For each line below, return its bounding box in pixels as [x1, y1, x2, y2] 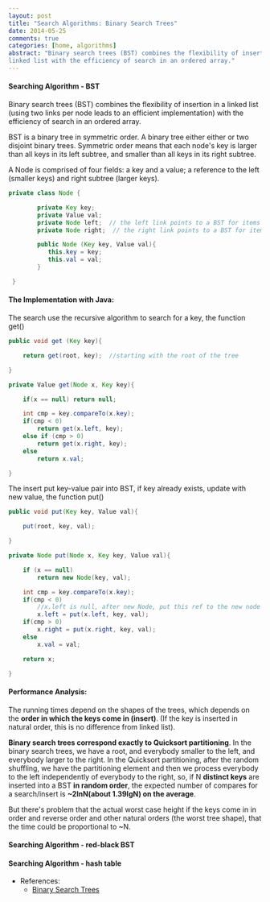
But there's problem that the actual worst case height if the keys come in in [8, 805, 257, 814]
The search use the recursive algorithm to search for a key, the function [8, 313, 246, 323]
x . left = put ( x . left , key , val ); [37, 610, 149, 619]
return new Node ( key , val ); [37, 573, 131, 581]
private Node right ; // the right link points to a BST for [37, 226, 247, 234]
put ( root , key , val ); [22, 523, 95, 531]
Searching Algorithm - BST [8, 81, 100, 91]
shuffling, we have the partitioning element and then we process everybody [8, 763, 259, 773]
